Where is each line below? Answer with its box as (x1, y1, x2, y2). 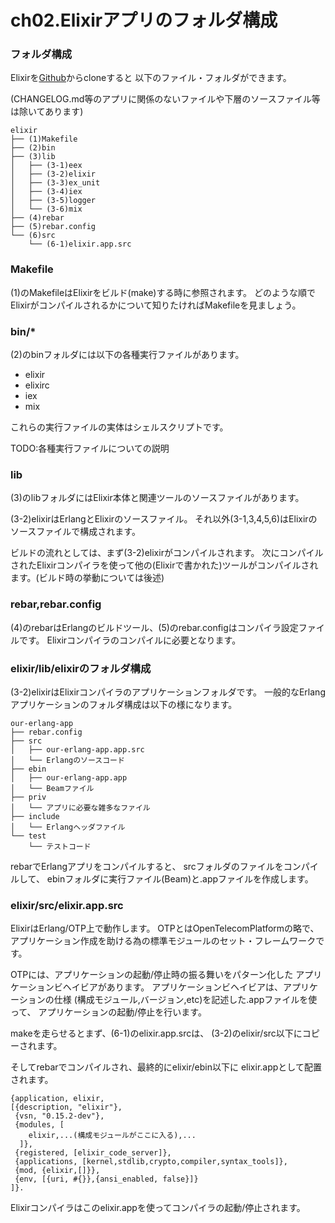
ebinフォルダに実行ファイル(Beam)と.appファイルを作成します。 (46, 872, 314, 885)
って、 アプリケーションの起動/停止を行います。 (10, 1006, 207, 1018)
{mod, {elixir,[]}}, (14, 1166, 101, 1176)
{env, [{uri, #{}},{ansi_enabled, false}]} (14, 1174, 199, 1185)
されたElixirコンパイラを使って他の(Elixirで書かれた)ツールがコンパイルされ (10, 559, 319, 571)
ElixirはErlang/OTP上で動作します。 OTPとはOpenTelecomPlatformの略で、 (10, 922, 320, 935)
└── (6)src (10, 231, 56, 241)
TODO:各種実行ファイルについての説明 (10, 442, 170, 455)
